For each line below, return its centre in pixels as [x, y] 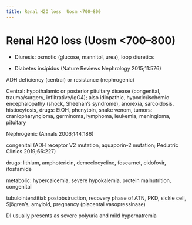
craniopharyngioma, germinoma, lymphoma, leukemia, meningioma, [88, 116]
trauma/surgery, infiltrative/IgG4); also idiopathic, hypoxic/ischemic [87, 97]
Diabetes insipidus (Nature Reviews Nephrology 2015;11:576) [88, 68]
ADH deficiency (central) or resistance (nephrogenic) [70, 79]
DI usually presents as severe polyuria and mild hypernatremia [81, 216]
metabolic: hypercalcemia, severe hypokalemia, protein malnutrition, [89, 180]
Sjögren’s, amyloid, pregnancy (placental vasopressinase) [76, 204]
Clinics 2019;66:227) [31, 151]
